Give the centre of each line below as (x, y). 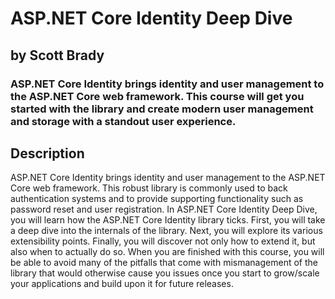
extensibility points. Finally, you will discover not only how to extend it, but (163, 241)
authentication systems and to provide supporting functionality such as (157, 199)
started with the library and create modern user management (162, 109)
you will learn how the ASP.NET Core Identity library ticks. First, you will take (168, 220)
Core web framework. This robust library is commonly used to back (149, 188)
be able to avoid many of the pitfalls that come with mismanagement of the (164, 263)
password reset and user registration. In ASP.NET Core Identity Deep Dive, (164, 209)
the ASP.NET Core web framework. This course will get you (157, 96)
